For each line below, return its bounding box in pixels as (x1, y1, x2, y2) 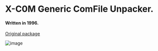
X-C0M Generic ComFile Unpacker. (5, 3, 154, 15)
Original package (5, 31, 40, 37)
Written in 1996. (5, 20, 39, 25)
